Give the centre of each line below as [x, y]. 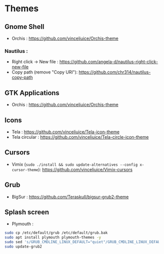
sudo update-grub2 [23, 246]
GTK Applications [32, 93]
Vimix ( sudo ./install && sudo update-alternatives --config [75, 164]
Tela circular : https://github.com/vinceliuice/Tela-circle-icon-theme [80, 137]
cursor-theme [25, 170]
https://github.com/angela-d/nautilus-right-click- [109, 62]
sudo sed [13, 242]
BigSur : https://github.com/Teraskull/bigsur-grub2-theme [70, 197]
